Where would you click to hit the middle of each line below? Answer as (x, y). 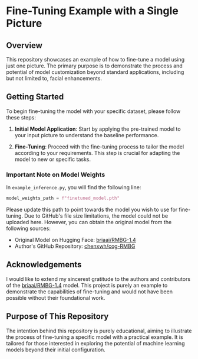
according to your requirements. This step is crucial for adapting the (97, 153)
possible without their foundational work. (56, 297)
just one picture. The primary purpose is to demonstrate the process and (94, 66)
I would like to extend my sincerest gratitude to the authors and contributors (98, 279)
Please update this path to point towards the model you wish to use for (92, 209)
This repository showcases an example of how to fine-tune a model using (95, 59)
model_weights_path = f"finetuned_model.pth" (63, 198)
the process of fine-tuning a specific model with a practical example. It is (95, 337)
